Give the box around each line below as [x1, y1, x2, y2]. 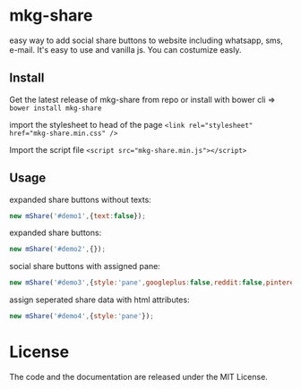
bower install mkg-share [9, 104, 102, 113]
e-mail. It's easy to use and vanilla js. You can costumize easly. [9, 44, 242, 55]
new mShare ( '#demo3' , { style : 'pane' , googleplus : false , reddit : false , [9, 278, 267, 287]
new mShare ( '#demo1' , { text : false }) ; [9, 211, 146, 220]
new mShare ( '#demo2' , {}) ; [9, 245, 106, 254]
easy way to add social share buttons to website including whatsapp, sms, [9, 35, 284, 46]
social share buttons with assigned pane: [9, 261, 161, 272]
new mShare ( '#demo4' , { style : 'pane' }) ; [9, 312, 154, 321]
